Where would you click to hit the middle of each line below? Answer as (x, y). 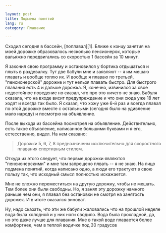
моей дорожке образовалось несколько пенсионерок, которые (73, 52)
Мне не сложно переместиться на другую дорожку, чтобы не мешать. (80, 184)
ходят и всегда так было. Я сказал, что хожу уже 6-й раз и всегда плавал (83, 103)
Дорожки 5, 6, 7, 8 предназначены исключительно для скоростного (89, 144)
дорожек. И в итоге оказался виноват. (46, 200)
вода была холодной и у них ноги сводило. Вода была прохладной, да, (80, 215)
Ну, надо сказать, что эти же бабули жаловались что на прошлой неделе (83, 209)
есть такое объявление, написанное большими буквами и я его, (74, 129)
